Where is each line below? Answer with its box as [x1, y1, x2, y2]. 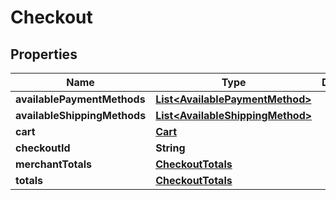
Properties [10, 46, 78, 63]
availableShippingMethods [15, 109, 147, 122]
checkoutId [15, 141, 71, 155]
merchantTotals [15, 157, 92, 171]
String [155, 141, 186, 155]
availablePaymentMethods [15, 92, 146, 106]
